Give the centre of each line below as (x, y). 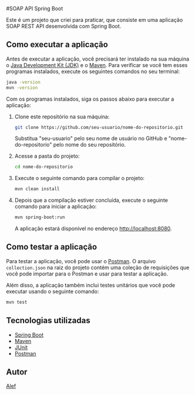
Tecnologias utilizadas (48, 321)
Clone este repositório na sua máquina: (62, 117)
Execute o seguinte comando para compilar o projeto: (80, 178)
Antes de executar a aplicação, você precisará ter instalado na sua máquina (98, 59)
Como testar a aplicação (52, 247)
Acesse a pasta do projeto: (47, 156)
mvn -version (22, 88)
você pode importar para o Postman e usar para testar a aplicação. (87, 274)
